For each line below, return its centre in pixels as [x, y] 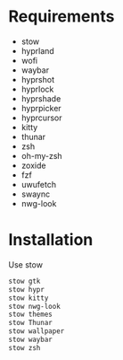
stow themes [30, 315]
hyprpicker [41, 108]
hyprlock [37, 89]
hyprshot [38, 79]
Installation [51, 240]
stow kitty [29, 298]
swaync [36, 194]
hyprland [37, 50]
